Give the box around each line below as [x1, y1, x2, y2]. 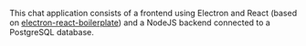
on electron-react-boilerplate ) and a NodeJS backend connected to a [9, 17, 271, 28]
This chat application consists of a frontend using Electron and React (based [9, 8, 298, 18]
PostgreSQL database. [9, 27, 94, 37]
